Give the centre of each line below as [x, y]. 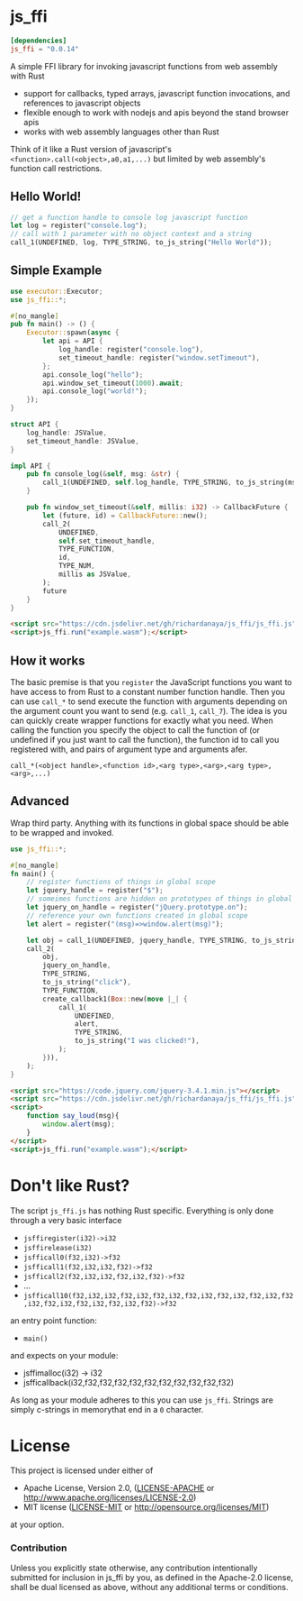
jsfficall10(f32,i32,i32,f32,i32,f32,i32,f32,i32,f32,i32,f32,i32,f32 [158, 1295]
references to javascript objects [82, 103]
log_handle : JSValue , [67, 433]
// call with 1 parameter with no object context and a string [131, 234]
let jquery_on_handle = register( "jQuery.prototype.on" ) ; [137, 908]
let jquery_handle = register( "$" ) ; [95, 891]
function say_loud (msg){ [73, 1116]
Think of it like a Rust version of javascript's [91, 149]
